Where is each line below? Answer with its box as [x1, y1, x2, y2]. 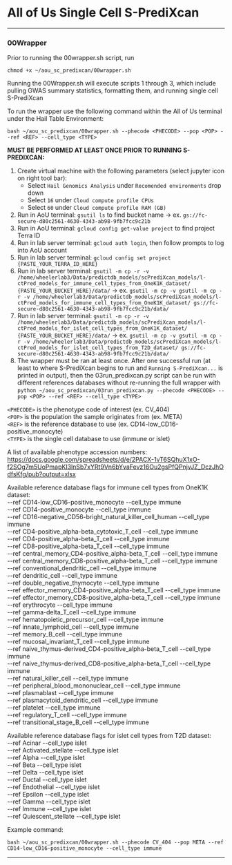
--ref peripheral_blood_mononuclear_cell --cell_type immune [7, 681, 181, 690]
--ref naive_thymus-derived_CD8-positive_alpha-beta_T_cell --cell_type [7, 659, 211, 668]
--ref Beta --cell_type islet [7, 761, 81, 769]
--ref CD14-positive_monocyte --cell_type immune [7, 505, 151, 514]
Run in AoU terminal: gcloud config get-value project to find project [17, 224, 215, 233]
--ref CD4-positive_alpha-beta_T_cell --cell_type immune [7, 535, 170, 543]
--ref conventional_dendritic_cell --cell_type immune [7, 564, 157, 572]
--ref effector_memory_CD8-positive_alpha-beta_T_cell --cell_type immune [7, 594, 221, 602]
